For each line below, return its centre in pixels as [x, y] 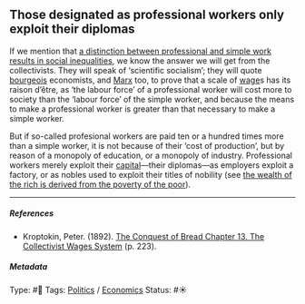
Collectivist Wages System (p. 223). [89, 246]
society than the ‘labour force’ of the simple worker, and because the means [152, 99]
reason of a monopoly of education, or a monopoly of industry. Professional [151, 155]
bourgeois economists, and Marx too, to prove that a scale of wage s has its [150, 80]
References [32, 213]
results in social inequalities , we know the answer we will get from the [140, 60]
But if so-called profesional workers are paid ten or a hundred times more [147, 136]
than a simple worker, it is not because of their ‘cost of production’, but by [147, 145]
